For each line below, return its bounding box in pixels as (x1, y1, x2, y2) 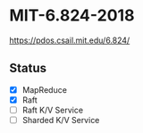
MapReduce (21, 84, 67, 95)
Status (9, 61, 47, 76)
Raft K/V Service (21, 104, 83, 115)
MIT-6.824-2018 (9, 5, 135, 26)
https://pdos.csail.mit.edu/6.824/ (9, 35, 130, 46)
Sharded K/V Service (21, 114, 100, 125)
